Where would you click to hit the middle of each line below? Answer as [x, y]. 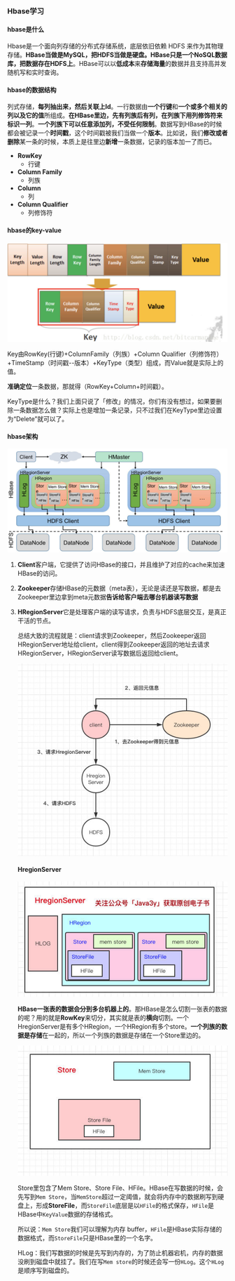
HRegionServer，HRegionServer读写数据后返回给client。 [99, 653]
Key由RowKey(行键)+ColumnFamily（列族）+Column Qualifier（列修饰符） [115, 354]
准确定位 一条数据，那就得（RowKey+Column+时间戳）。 [87, 386]
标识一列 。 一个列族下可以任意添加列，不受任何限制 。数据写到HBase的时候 [115, 124]
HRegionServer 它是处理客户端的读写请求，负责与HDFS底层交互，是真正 [122, 612]
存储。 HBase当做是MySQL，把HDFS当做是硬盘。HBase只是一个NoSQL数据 [117, 55]
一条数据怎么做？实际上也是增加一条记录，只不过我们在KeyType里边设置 [117, 410]
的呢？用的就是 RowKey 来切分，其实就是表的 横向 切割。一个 [103, 1018]
